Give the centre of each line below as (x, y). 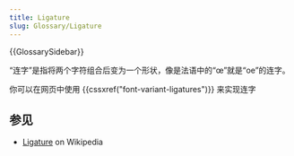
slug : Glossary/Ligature (56, 26)
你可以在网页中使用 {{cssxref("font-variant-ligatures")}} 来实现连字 (133, 89)
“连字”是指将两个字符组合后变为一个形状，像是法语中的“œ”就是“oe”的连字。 (150, 70)
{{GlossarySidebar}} (47, 51)
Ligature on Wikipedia (62, 142)
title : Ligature (39, 17)
